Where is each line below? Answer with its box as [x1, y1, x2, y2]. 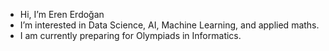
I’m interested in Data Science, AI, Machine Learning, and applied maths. [19, 19, 320, 31]
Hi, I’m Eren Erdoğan [19, 9, 105, 20]
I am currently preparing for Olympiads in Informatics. [19, 30, 242, 41]
